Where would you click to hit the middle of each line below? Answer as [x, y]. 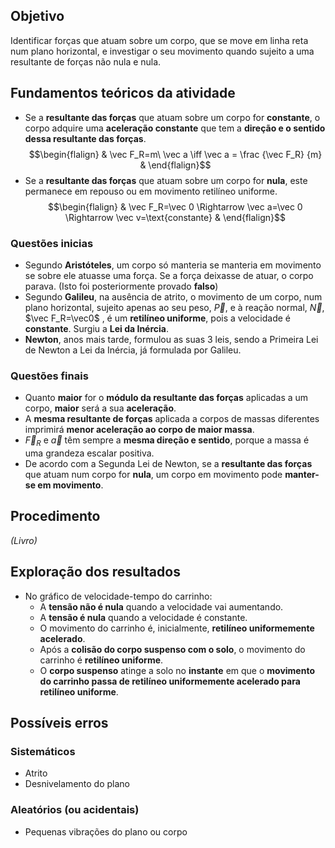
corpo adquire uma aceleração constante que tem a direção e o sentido [175, 128]
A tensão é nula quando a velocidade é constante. [143, 617]
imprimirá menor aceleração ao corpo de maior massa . [139, 430]
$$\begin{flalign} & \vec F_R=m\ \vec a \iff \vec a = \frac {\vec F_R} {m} [175, 154]
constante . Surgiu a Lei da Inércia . [96, 328]
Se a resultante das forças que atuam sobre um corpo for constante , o [172, 117]
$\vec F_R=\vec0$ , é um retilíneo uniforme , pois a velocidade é [158, 318]
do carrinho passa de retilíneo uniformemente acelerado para [170, 681]
